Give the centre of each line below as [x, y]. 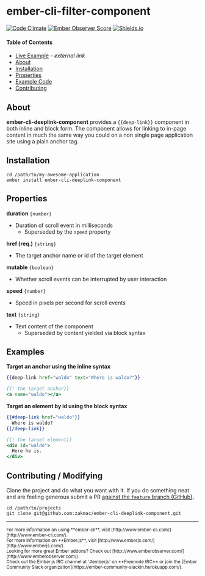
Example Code [34, 82]
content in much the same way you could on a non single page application [100, 135]
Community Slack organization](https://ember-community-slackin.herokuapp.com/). [95, 567]
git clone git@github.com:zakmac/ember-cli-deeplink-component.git [94, 513]
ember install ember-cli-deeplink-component [64, 180]
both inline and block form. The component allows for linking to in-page [96, 128]
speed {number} [26, 290]
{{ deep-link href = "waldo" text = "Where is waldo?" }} [73, 378]
